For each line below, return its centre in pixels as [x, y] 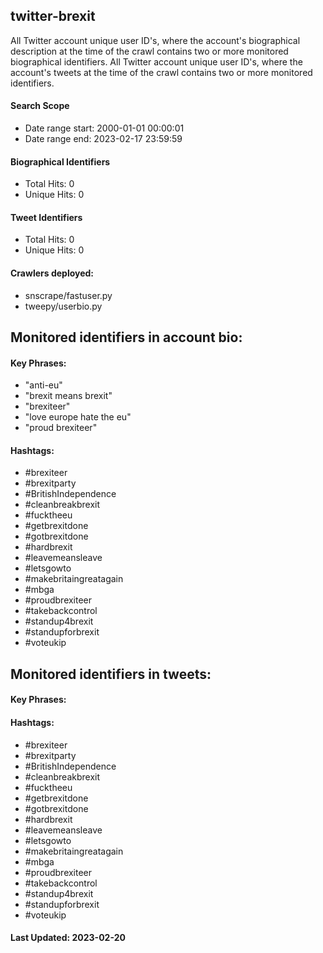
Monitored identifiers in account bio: [126, 337]
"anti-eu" [43, 385]
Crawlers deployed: [52, 273]
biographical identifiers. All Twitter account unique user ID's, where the [156, 61]
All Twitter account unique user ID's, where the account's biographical [155, 40]
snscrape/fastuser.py [68, 295]
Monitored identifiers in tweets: [111, 674]
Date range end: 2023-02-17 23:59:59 [103, 139]
